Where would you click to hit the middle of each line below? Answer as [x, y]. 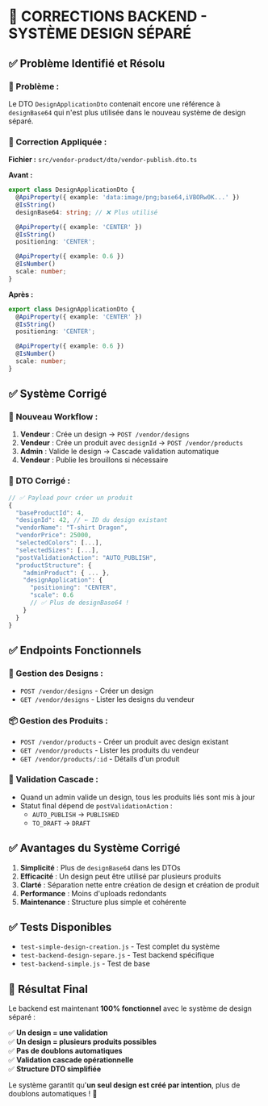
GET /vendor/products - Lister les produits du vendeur [109, 750]
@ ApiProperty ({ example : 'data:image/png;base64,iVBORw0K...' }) [128, 198]
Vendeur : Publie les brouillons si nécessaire [94, 460]
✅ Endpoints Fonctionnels [75, 650]
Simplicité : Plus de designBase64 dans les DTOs [100, 867]
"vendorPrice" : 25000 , [54, 536]
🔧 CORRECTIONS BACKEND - [108, 17]
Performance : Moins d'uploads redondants [93, 893]
